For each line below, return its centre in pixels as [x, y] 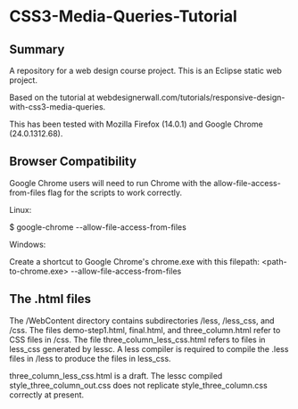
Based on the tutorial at [52, 97]
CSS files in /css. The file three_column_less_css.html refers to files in [137, 339]
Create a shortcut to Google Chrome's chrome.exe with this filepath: [135, 261]
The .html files [50, 299]
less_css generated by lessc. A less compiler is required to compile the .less [149, 348]
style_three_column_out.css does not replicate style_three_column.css [138, 385]
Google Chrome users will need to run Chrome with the [111, 183]
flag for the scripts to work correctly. [115, 192]
